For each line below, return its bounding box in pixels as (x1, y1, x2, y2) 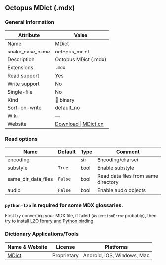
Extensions (7, 64, 34, 71)
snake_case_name (7, 48, 50, 55)
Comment (116, 148, 140, 155)
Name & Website (7, 243, 48, 250)
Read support (7, 72, 40, 79)
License (56, 243, 75, 250)
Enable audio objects (97, 187, 146, 194)
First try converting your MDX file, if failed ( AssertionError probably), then (5, 213, 157, 219)
